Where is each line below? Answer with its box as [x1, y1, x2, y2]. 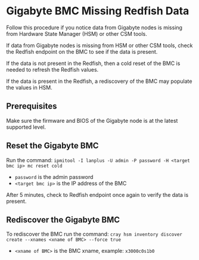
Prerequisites [6, 101, 57, 112]
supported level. [6, 123, 46, 131]
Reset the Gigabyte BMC [6, 141, 99, 151]
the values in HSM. [6, 83, 52, 91]
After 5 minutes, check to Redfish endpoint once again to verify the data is [6, 191, 189, 198]
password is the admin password [14, 173, 94, 180]
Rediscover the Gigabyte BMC [6, 215, 120, 225]
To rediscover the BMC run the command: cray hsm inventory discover [6, 231, 183, 238]
